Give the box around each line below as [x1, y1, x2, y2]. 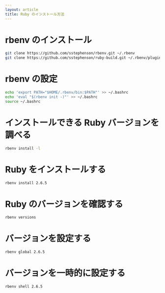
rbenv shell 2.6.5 [5, 284, 43, 289]
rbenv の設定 [5, 73, 58, 85]
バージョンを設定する [5, 233, 91, 244]
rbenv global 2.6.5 [5, 249, 45, 255]
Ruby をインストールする [5, 164, 106, 175]
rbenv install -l [5, 146, 41, 151]
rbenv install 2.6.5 [5, 180, 48, 185]
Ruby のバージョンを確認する [5, 198, 123, 210]
